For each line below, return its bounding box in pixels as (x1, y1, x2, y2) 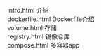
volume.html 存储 (7, 24, 58, 31)
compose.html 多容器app (7, 41, 80, 49)
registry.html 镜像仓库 (7, 32, 70, 41)
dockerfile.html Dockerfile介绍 (7, 15, 95, 23)
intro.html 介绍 (7, 6, 49, 14)
